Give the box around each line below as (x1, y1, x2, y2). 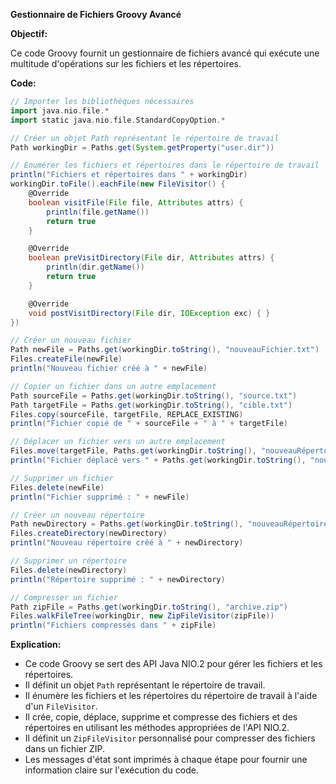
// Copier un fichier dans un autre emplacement (10, 381, 217, 391)
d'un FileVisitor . (24, 700, 98, 713)
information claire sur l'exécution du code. (24, 764, 199, 776)
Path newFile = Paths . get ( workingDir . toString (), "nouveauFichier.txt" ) (10, 345, 320, 355)
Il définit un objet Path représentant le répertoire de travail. (24, 679, 266, 691)
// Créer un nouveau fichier (10, 335, 132, 346)
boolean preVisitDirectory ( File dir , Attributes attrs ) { (28, 253, 275, 263)
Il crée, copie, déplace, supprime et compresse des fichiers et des (24, 711, 298, 723)
